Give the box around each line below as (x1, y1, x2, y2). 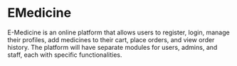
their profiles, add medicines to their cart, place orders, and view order (7, 35, 215, 44)
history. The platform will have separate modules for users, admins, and (7, 43, 218, 51)
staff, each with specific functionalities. (7, 51, 122, 59)
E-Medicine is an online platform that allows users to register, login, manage (7, 28, 230, 37)
